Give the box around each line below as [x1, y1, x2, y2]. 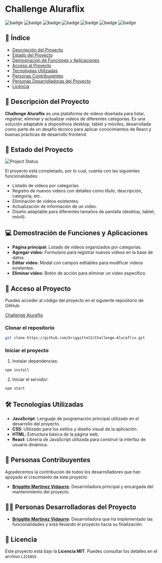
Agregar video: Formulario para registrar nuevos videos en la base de [12, 249, 153, 255]
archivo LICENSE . [5, 554, 38, 560]
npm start [5, 386, 25, 391]
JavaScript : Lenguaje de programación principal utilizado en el [12, 416, 139, 422]
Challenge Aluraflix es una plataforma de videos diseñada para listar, [5, 110, 145, 116]
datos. [12, 255, 25, 261]
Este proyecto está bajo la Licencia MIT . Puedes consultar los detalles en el [5, 548, 158, 554]
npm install [5, 367, 29, 373]
